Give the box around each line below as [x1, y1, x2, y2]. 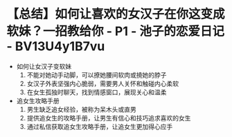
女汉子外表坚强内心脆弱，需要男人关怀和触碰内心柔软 [26, 79, 179, 87]
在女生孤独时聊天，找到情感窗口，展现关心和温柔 [26, 87, 167, 96]
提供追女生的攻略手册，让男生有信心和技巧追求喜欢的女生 [26, 114, 191, 122]
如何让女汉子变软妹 [16, 62, 72, 70]
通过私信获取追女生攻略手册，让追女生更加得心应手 [26, 122, 173, 131]
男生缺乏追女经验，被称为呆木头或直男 [26, 105, 136, 114]
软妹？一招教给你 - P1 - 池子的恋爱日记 [6, 23, 224, 39]
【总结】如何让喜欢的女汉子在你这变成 [6, 6, 226, 22]
